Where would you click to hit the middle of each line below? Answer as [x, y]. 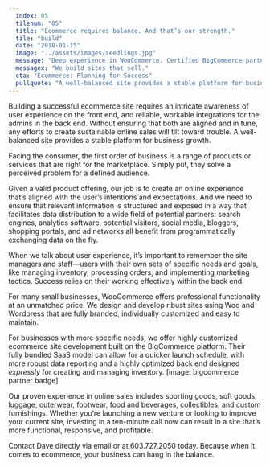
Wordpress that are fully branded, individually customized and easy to [124, 313]
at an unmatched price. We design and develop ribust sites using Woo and [131, 305]
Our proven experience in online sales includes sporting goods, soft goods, [133, 395]
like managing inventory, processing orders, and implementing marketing [129, 272]
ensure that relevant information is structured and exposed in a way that [128, 205]
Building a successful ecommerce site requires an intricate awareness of [129, 106]
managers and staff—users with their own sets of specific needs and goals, [133, 264]
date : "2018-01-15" [48, 46]
